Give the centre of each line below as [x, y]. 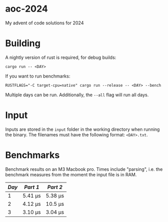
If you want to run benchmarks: [38, 76]
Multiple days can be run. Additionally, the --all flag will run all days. [77, 95]
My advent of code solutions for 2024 [45, 23]
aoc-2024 [27, 9]
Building [23, 43]
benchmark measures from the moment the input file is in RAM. [71, 174]
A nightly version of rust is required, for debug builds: [61, 57]
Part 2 [55, 187]
